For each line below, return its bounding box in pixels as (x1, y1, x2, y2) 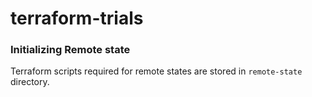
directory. (10, 76, 50, 88)
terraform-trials (10, 7, 144, 30)
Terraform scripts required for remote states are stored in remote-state (10, 65, 303, 77)
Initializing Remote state (10, 43, 131, 57)
